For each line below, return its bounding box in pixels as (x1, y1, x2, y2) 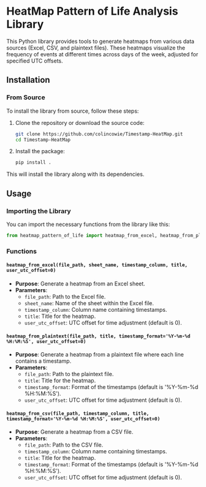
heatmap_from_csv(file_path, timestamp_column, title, (6, 410, 150, 417)
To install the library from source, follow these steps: (6, 107, 139, 115)
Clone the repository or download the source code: (15, 119, 145, 126)
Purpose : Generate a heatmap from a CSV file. (15, 428, 134, 436)
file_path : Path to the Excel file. (24, 293, 106, 300)
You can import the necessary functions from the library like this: (6, 221, 170, 228)
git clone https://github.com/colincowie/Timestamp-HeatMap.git (15, 130, 183, 137)
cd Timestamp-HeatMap (15, 137, 71, 143)
